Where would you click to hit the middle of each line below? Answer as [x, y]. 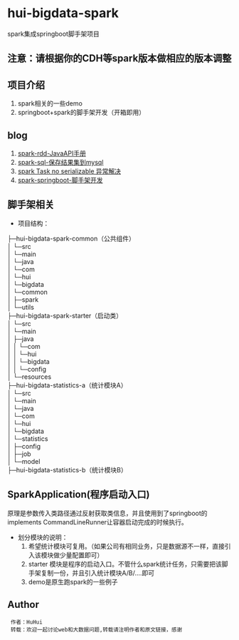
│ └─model [24, 461]
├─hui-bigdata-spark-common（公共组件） [71, 238]
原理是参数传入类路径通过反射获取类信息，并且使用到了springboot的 [107, 513]
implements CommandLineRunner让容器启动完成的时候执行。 [98, 522]
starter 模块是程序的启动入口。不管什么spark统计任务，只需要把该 [125, 564]
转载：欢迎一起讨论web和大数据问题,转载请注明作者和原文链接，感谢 [96, 630]
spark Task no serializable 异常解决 [69, 171]
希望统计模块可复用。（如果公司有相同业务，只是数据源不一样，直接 [127, 546]
